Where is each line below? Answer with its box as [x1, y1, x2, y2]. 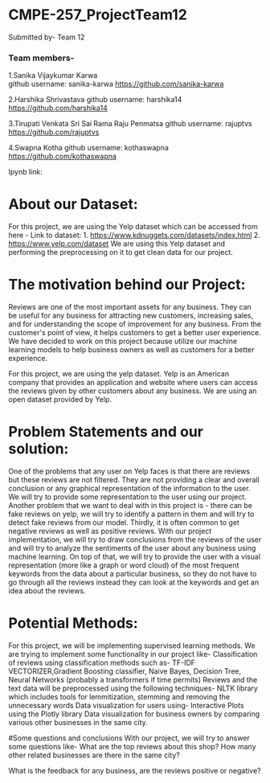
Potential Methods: [8, 614, 138, 633]
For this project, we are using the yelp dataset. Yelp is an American [8, 369, 230, 379]
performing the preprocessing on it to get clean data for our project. [8, 248, 233, 257]
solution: [8, 440, 69, 458]
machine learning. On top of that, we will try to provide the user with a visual [8, 552, 261, 562]
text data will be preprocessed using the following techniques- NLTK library [8, 683, 259, 693]
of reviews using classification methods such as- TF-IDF [8, 658, 195, 667]
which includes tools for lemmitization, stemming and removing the [8, 691, 231, 701]
